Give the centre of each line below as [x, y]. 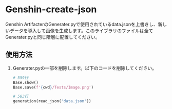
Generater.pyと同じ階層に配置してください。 [53, 37]
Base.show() [25, 82]
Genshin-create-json [51, 9]
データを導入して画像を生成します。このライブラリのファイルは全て [81, 30]
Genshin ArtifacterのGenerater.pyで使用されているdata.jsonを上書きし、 [82, 24]
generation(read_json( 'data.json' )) [52, 101]
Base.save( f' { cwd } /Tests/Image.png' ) [53, 87]
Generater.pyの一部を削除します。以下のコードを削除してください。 [84, 68]
